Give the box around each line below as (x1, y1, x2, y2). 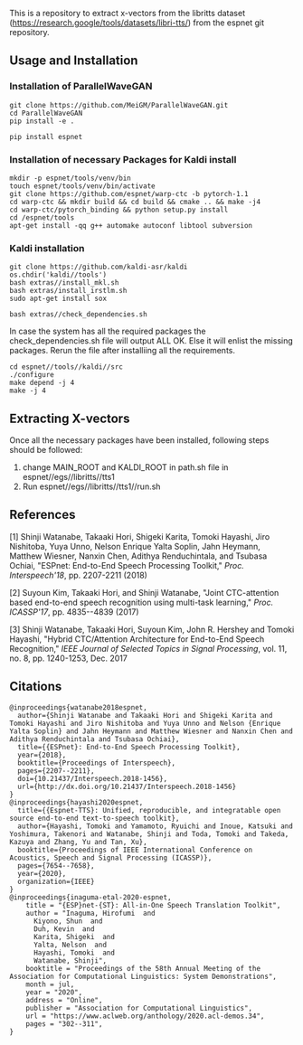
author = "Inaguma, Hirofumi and (25, 908, 156, 918)
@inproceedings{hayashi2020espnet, (9, 797, 144, 807)
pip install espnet (9, 132, 83, 141)
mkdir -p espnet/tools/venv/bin (9, 174, 131, 183)
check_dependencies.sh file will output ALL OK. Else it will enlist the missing (9, 335, 294, 346)
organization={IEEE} (17, 877, 95, 886)
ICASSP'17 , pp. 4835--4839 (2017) (9, 606, 139, 617)
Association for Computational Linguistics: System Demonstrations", (9, 972, 278, 981)
